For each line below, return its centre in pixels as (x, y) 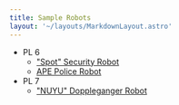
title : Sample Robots (50, 18)
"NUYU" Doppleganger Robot (92, 91)
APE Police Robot (69, 71)
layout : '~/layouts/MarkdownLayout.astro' (91, 26)
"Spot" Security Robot (78, 62)
